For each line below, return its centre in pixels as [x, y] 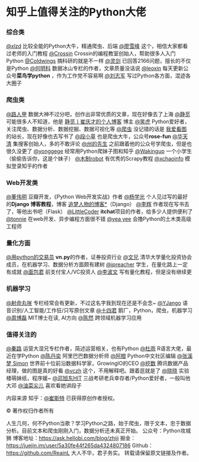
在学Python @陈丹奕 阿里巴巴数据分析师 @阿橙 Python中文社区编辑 [93, 355]
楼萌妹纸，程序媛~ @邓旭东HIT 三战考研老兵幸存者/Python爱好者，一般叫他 [98, 378]
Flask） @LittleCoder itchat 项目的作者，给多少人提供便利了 [120, 211]
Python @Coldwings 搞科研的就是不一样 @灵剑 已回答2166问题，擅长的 [93, 61]
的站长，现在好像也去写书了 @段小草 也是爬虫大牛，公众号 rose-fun [89, 136]
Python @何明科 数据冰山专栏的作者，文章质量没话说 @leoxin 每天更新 [97, 68]
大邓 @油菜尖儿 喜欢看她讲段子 [44, 385]
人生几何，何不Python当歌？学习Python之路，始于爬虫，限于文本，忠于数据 [99, 423]
